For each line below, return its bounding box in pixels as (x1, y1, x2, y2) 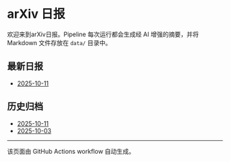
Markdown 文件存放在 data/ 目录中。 (7, 38, 112, 46)
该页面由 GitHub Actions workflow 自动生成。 (7, 147, 136, 155)
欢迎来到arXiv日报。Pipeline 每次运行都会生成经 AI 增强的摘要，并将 (7, 30, 199, 38)
